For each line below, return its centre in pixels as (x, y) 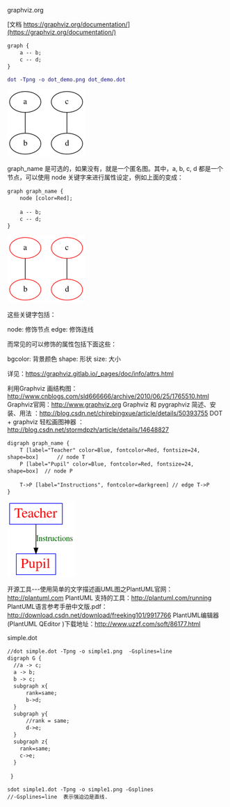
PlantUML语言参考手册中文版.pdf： (57, 606)
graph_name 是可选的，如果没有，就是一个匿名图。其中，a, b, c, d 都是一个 (115, 168)
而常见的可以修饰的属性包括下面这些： (62, 344)
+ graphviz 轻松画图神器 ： (46, 422)
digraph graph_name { (39, 443)
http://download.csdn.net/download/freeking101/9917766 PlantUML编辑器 (113, 615)
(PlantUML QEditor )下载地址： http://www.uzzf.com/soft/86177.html (104, 623)
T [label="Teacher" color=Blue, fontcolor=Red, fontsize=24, (110, 450)
